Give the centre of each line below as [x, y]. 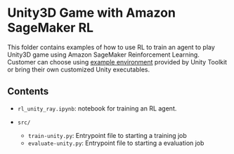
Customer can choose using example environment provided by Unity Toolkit [117, 62]
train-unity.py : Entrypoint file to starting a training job [108, 135]
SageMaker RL [50, 28]
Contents [28, 91]
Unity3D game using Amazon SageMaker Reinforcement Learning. [104, 55]
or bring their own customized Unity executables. [78, 69]
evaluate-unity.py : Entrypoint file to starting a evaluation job [116, 143]
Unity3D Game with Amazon [91, 13]
